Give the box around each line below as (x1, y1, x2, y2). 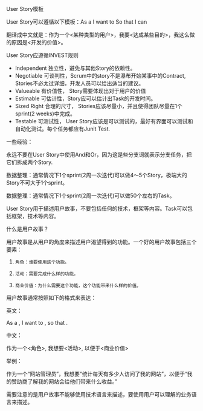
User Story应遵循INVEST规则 (6, 52, 79, 59)
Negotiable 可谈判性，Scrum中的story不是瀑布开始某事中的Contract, (14, 72, 186, 79)
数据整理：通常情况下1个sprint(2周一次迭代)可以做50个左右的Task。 (6, 192, 175, 199)
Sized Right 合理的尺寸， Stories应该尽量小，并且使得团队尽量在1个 (14, 103, 182, 109)
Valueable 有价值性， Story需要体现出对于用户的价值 (14, 87, 146, 94)
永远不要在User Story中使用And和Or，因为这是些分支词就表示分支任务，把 (6, 151, 192, 158)
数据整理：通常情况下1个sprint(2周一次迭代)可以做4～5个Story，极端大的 (6, 172, 187, 178)
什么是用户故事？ (6, 225, 49, 233)
